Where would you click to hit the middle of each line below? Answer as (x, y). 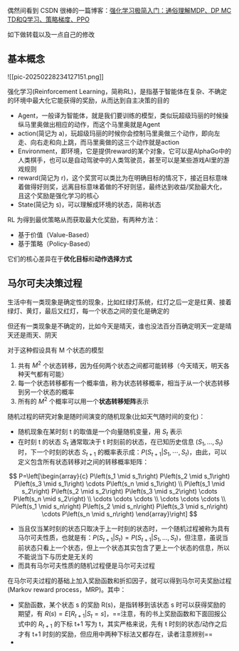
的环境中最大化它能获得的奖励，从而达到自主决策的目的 (88, 100)
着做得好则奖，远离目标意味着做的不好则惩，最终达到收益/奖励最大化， (122, 187)
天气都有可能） (46, 374)
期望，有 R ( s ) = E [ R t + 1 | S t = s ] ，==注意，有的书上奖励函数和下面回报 (119, 615)
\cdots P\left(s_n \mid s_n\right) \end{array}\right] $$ (119, 514)
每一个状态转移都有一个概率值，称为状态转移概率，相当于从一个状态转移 (123, 383)
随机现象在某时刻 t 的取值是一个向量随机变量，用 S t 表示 (100, 432)
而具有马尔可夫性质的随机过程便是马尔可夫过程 (86, 566)
